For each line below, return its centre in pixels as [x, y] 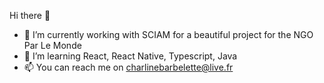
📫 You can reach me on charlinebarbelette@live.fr [128, 67]
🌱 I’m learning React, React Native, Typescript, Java [130, 56]
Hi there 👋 [30, 15]
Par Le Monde [52, 45]
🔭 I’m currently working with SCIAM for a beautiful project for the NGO [168, 34]
